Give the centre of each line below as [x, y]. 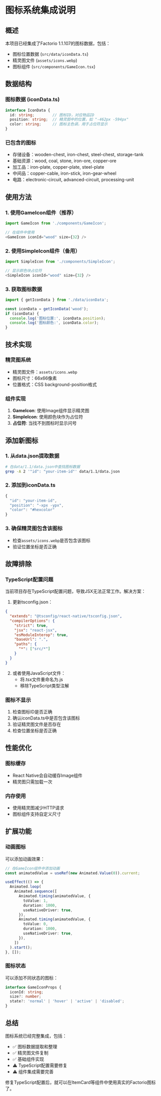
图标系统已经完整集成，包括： [36, 1036]
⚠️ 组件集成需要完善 [33, 1071]
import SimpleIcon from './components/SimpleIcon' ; [60, 262]
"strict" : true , [31, 626]
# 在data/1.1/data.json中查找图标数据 [43, 467]
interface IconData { [28, 110]
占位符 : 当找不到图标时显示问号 [44, 423]
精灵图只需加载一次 [32, 782]
